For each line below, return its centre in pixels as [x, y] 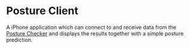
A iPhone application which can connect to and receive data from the [91, 27]
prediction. [19, 40]
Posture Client [42, 11]
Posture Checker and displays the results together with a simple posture [95, 33]
